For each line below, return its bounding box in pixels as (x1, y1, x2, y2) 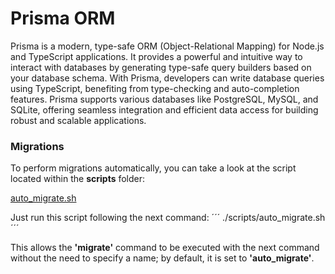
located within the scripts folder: (10, 173, 146, 185)
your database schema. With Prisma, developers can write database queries (10, 72, 325, 84)
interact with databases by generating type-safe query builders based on (10, 61, 312, 73)
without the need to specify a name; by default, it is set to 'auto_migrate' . (10, 252, 315, 264)
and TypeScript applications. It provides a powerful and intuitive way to (10, 50, 303, 62)
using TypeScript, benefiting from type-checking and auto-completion (10, 82, 300, 94)
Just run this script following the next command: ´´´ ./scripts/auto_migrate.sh (10, 212, 326, 224)
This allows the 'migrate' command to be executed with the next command (10, 242, 320, 254)
